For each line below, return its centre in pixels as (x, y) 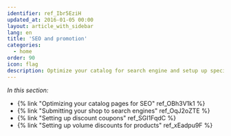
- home (23, 52)
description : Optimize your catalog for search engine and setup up (107, 70)
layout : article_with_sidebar (51, 26)
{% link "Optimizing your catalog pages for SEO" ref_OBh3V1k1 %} (111, 103)
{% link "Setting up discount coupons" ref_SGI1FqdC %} (97, 118)
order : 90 (21, 58)
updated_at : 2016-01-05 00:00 (51, 20)
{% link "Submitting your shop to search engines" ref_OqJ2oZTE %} (113, 111)
